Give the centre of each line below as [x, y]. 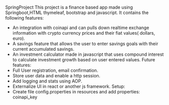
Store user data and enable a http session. [56, 76]
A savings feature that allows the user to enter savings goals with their [85, 44]
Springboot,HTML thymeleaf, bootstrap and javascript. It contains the [77, 13]
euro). [19, 38]
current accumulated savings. [43, 49]
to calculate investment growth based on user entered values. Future [84, 60]
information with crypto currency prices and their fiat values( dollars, [84, 33]
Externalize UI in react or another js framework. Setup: [69, 86]
